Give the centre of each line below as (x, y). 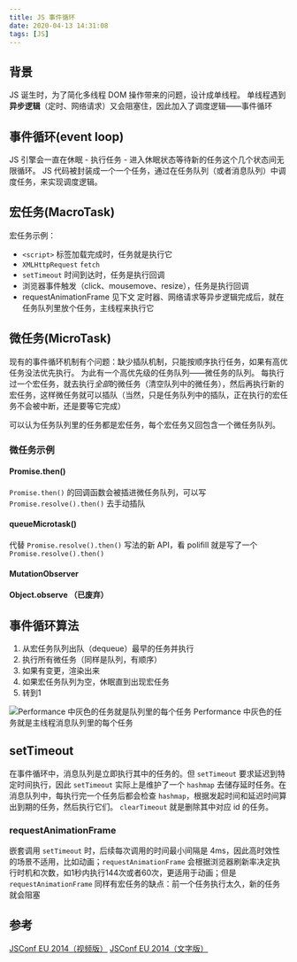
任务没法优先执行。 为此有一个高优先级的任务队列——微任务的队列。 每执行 (147, 372)
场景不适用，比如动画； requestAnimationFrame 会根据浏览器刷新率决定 (145, 862)
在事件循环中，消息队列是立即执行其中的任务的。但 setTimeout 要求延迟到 (144, 773)
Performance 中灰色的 (234, 711)
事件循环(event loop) (67, 137)
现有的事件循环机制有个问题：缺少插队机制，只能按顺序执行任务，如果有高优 (148, 361)
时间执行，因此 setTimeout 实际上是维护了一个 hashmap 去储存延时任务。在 (152, 784)
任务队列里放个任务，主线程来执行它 (88, 307)
